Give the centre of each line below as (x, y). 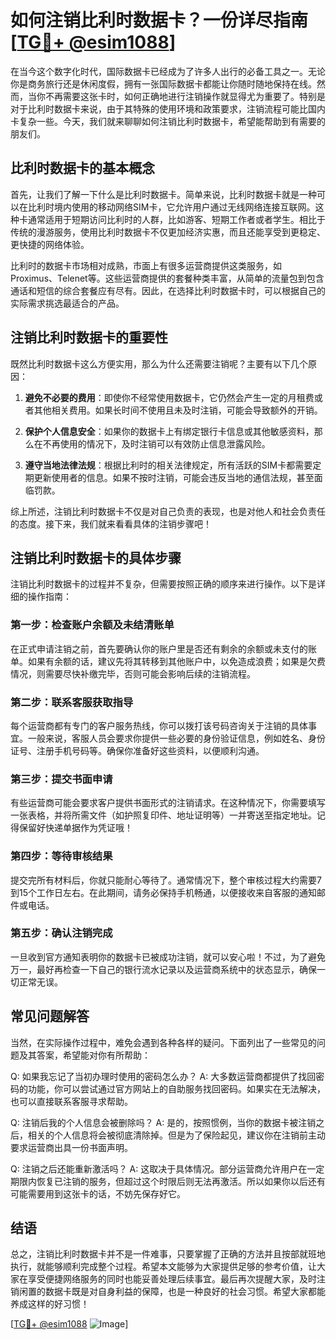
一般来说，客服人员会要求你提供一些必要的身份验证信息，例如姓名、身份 (176, 738)
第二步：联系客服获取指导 (72, 702)
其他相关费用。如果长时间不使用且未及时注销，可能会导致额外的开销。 (178, 410)
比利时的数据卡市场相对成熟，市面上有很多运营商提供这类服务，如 (146, 265)
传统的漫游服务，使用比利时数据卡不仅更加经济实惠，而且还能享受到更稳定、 (168, 232)
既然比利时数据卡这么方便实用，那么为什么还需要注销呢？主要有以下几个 (159, 363)
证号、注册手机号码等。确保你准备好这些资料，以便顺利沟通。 (137, 750)
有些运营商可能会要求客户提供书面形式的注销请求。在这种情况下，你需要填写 (168, 803)
